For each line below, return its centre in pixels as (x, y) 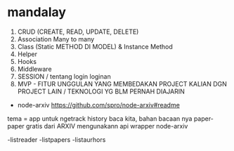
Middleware (34, 69)
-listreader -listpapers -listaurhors (57, 139)
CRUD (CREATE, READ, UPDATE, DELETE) (78, 32)
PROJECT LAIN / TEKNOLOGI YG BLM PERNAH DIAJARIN (101, 91)
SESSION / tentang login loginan (64, 76)
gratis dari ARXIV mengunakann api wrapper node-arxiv (107, 126)
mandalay (37, 12)
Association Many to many (56, 39)
